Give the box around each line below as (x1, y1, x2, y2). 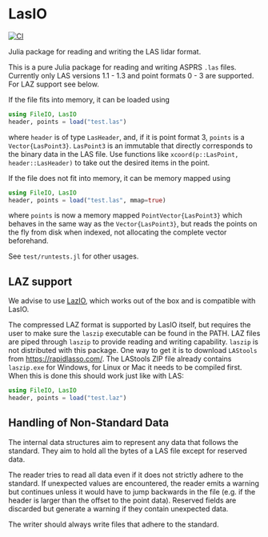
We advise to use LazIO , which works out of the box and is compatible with (8, 296, 256, 306)
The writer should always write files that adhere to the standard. (8, 519, 219, 529)
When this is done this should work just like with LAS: (8, 371, 184, 381)
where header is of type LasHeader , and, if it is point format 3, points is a (8, 132, 246, 142)
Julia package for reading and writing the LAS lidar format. (8, 46, 202, 56)
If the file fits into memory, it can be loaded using (8, 94, 170, 104)
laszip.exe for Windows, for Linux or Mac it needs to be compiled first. (8, 363, 242, 372)
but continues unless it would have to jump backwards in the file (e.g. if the (8, 487, 256, 496)
